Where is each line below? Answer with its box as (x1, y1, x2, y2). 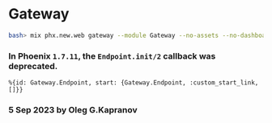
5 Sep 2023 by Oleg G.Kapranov (8, 105, 138, 116)
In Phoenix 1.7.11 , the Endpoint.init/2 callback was (8, 50, 216, 61)
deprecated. (8, 60, 58, 72)
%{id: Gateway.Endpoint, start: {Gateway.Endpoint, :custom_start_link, (8, 79, 259, 87)
